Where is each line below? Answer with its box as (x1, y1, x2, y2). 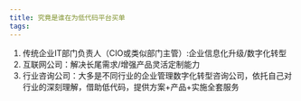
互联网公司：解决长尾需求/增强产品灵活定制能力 (22, 59, 201, 69)
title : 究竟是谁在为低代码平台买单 (9, 13, 126, 23)
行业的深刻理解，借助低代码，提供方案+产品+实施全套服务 (22, 81, 240, 92)
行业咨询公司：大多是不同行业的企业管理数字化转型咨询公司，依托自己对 (22, 69, 292, 81)
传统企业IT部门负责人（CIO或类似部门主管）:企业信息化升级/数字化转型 (22, 47, 287, 59)
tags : (9, 22, 30, 31)
